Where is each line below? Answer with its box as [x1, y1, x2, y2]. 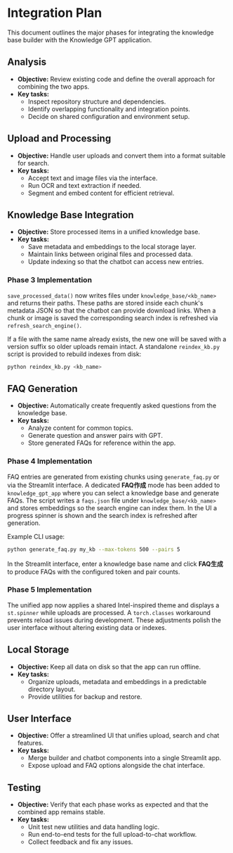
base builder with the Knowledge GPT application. [7, 35, 152, 44]
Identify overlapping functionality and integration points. [27, 104, 191, 113]
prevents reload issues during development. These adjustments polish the [7, 616, 221, 624]
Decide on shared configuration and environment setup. [27, 112, 190, 120]
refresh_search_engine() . [7, 321, 82, 329]
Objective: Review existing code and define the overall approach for [17, 75, 215, 83]
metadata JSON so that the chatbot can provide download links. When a [7, 306, 216, 315]
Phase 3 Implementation [7, 275, 93, 285]
